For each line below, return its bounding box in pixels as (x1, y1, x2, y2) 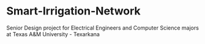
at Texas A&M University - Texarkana (6, 30, 100, 37)
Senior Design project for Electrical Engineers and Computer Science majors (6, 24, 199, 31)
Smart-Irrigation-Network (6, 4, 141, 18)
